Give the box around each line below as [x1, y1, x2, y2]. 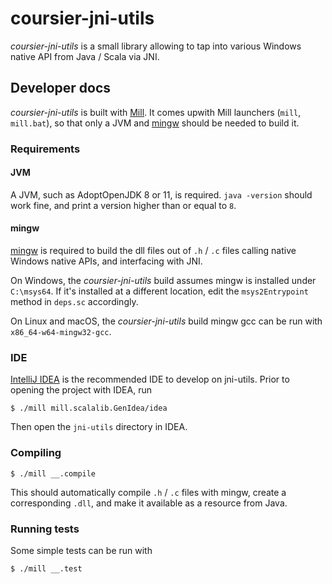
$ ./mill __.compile [10, 468, 97, 479]
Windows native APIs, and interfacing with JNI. [10, 255, 203, 267]
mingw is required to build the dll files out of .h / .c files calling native [10, 245, 297, 257]
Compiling [10, 446, 62, 460]
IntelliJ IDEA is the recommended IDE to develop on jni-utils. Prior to [10, 373, 290, 386]
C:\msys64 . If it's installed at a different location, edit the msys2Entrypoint [10, 285, 309, 297]
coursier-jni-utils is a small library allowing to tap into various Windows [10, 40, 302, 52]
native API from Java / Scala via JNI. [10, 50, 160, 62]
